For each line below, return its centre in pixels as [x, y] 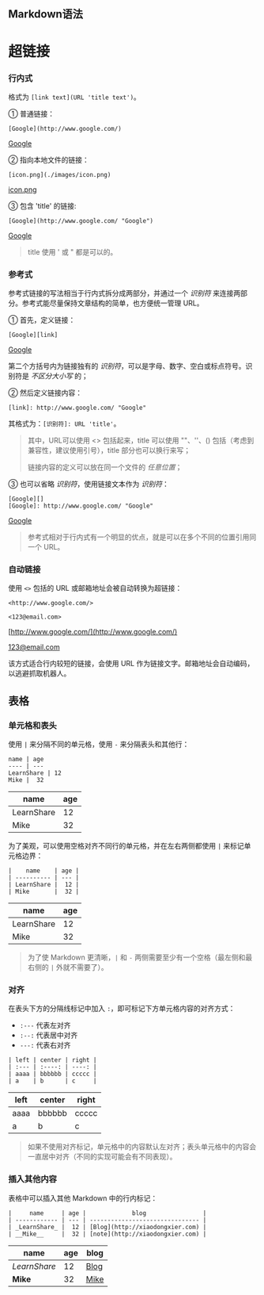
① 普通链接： [32, 113]
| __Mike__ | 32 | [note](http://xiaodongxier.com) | [107, 1234]
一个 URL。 [46, 547]
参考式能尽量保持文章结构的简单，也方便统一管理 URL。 [113, 303]
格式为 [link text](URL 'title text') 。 [74, 97]
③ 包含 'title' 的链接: [42, 205]
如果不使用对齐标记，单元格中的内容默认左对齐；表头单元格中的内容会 [142, 1147]
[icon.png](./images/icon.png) [60, 174]
